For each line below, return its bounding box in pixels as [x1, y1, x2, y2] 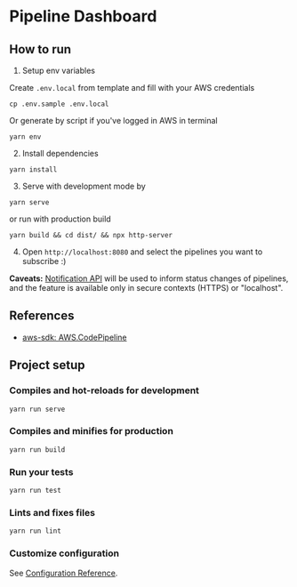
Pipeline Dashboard [9, 6, 157, 27]
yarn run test [9, 486, 62, 495]
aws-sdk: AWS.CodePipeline [21, 332, 127, 342]
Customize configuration [9, 547, 120, 559]
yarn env [9, 133, 42, 141]
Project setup [9, 358, 86, 373]
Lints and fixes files [9, 507, 96, 519]
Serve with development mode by [21, 181, 147, 191]
